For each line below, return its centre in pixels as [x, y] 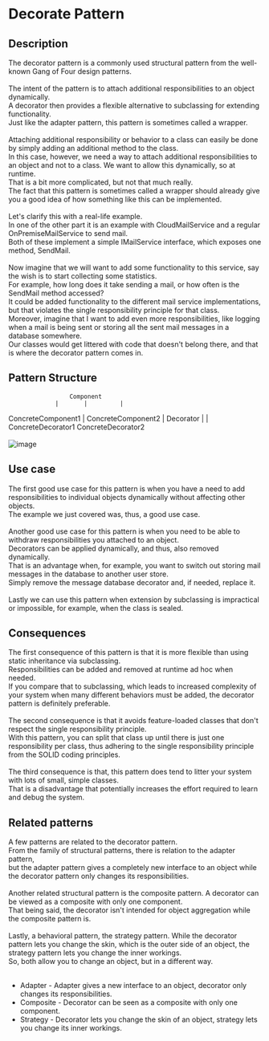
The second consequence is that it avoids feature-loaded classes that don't [133, 721]
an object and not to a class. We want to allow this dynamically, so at [122, 165]
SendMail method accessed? [56, 293]
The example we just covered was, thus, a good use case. [104, 514]
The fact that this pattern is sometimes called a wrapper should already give [134, 191]
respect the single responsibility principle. [77, 729]
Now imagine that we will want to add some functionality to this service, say [134, 267]
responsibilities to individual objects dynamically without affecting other [127, 497]
